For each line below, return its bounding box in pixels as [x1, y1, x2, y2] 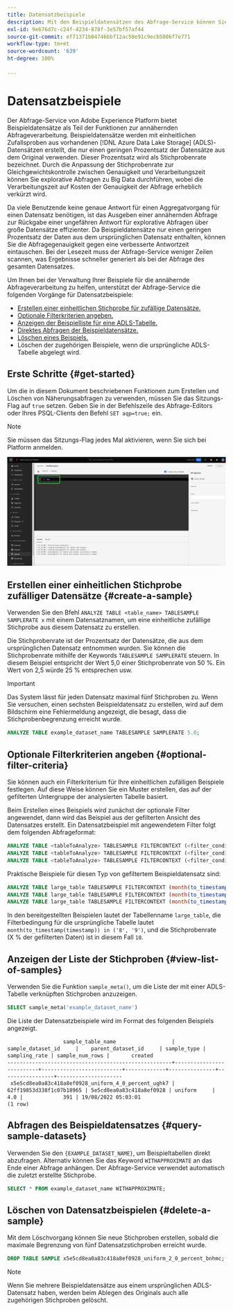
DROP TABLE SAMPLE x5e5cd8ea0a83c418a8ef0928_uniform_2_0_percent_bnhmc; [7, 1256, 225, 1262]
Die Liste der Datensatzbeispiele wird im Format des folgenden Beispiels [7, 1016, 214, 1025]
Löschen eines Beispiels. [17, 333, 89, 341]
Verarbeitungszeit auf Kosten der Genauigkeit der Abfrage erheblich [7, 182, 202, 191]
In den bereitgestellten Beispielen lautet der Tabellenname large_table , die [7, 911, 221, 919]
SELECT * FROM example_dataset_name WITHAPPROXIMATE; [7, 1185, 166, 1192]
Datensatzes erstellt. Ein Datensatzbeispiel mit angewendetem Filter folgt [7, 821, 216, 829]
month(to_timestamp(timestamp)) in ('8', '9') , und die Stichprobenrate [7, 926, 217, 934]
